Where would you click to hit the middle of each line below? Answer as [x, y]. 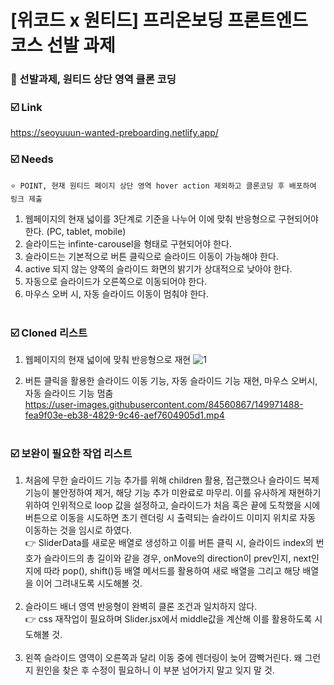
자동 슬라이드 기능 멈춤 [69, 393]
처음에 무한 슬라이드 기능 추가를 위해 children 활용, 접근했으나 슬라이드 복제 [172, 480]
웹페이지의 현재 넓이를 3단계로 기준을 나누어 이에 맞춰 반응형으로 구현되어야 [171, 218]
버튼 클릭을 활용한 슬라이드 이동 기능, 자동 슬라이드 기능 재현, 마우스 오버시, [171, 380]
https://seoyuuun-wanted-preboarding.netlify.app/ [114, 133]
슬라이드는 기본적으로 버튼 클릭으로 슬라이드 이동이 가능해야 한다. [151, 256]
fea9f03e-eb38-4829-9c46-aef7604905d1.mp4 [124, 415]
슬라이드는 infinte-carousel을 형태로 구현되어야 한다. [128, 243]
